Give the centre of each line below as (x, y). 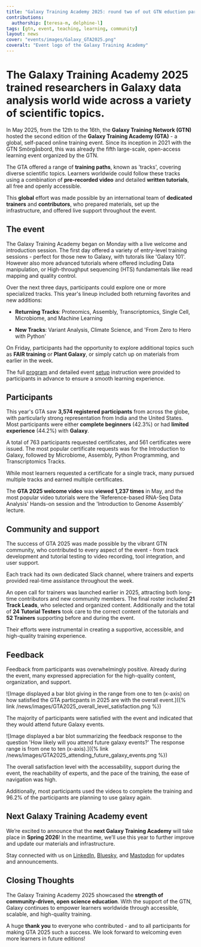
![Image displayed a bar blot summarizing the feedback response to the (94, 736)
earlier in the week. (30, 360)
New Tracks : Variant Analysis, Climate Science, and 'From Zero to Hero (103, 329)
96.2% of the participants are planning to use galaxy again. (79, 798)
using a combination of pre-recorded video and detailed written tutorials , (98, 179)
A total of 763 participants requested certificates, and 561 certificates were (99, 442)
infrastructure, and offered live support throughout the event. (81, 210)
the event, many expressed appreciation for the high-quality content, (91, 676)
